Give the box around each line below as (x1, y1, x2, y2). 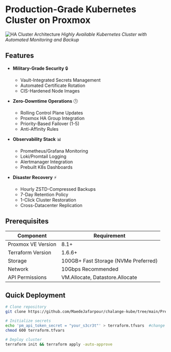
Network (8, 266, 29, 273)
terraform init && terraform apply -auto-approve (5, 342, 113, 347)
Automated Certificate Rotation (20, 82, 85, 89)
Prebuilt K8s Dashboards (20, 164, 73, 170)
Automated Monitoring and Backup (5, 37, 79, 43)
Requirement (93, 232, 126, 239)
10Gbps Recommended (61, 266, 119, 273)
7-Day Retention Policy (20, 191, 69, 197)
